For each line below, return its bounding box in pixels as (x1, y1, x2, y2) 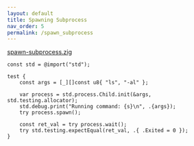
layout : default (7, 10, 53, 17)
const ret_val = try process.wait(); (19, 121, 128, 128)
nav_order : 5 (7, 23, 45, 29)
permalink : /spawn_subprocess (7, 29, 94, 36)
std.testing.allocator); (7, 97, 78, 104)
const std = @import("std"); (7, 61, 90, 69)
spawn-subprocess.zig (7, 48, 73, 56)
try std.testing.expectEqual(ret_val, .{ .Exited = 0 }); (19, 127, 189, 134)
